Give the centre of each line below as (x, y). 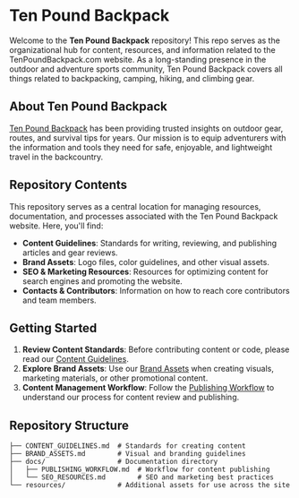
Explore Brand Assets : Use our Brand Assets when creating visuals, (148, 369)
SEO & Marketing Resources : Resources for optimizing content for (145, 271)
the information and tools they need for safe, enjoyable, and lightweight (141, 147)
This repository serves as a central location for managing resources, (135, 206)
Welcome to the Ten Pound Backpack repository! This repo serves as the (145, 40)
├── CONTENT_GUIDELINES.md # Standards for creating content (128, 446)
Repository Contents (68, 185)
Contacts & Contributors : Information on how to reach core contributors (156, 290)
